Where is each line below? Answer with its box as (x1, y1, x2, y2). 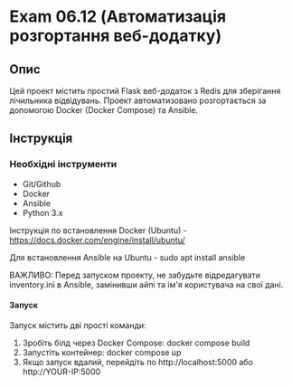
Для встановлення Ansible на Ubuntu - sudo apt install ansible (9, 251, 246, 263)
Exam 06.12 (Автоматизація (9, 6, 227, 27)
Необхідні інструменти (9, 158, 118, 171)
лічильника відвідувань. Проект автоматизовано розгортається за (9, 95, 267, 106)
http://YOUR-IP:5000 (22, 366, 101, 377)
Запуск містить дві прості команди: (9, 319, 146, 331)
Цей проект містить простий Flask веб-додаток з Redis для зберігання (9, 86, 281, 96)
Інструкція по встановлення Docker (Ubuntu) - (9, 224, 187, 236)
